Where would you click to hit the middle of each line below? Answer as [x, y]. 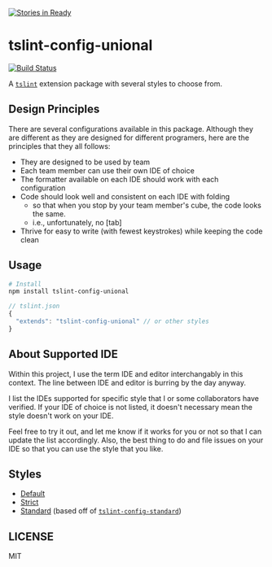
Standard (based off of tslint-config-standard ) [101, 511]
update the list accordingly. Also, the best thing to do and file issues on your [136, 440]
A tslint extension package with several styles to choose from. [115, 83]
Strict [29, 502]
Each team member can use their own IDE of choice [107, 170]
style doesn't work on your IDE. [61, 416]
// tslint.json [34, 306]
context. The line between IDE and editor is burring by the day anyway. [127, 382]
